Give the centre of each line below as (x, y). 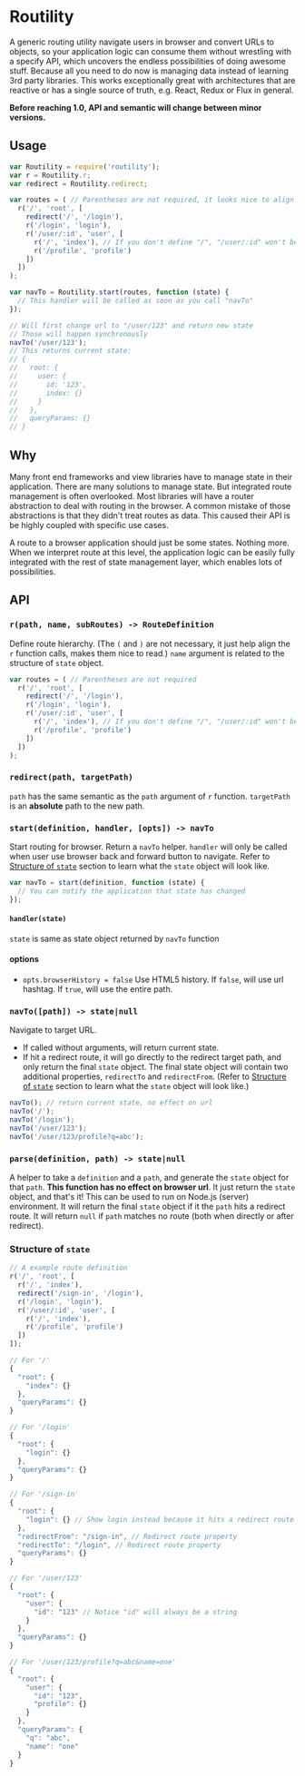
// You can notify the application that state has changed (132, 891)
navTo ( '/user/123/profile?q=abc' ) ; (77, 1136)
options (24, 959)
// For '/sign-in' (44, 1495)
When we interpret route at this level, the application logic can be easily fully (152, 552)
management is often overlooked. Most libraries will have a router (132, 496)
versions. (28, 117)
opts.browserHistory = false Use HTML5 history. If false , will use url (153, 979)
